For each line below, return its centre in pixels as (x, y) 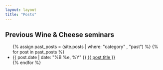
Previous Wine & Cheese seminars (60, 35)
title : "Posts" (21, 14)
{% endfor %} (27, 62)
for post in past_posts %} (38, 52)
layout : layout (21, 10)
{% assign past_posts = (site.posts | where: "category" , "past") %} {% (85, 47)
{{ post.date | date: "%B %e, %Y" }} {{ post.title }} (64, 57)
